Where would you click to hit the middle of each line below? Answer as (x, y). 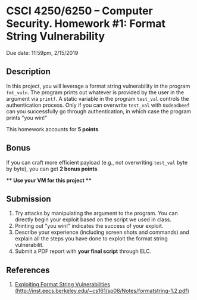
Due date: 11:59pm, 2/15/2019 (42, 52)
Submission (29, 199)
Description (28, 72)
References (28, 270)
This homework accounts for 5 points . (53, 129)
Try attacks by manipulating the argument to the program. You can (96, 214)
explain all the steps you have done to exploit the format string (91, 239)
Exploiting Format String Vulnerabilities (62, 284)
